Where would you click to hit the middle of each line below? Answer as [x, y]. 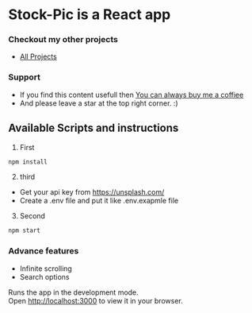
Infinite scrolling [46, 269]
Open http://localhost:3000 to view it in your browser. [96, 300]
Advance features [44, 251]
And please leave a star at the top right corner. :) [99, 103]
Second [32, 216]
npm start [25, 231]
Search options [44, 276]
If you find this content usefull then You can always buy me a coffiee [132, 95]
